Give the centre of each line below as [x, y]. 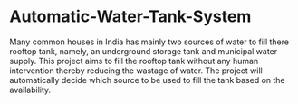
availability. [30, 90]
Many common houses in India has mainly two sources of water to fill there [149, 42]
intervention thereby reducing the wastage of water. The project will [136, 71]
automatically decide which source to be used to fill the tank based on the [147, 80]
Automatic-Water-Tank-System [130, 17]
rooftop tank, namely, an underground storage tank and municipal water [144, 51]
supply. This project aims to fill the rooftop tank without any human [134, 61]
